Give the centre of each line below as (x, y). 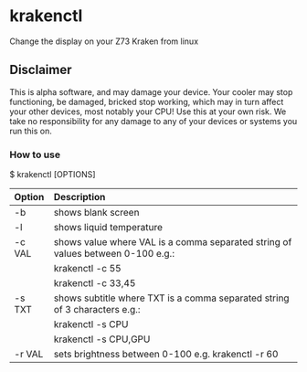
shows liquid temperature (108, 228)
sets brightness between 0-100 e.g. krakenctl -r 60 (166, 355)
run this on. (31, 131)
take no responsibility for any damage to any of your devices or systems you (153, 121)
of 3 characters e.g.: (97, 310)
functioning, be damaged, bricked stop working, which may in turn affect (147, 101)
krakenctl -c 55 (87, 269)
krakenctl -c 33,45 (95, 283)
